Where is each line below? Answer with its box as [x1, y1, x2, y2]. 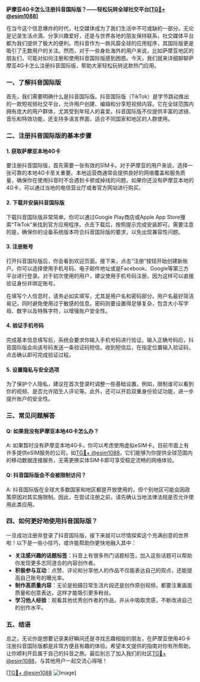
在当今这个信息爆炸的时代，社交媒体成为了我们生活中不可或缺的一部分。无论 [6, 25, 194, 32]
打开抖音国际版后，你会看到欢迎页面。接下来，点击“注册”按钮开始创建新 [6, 257, 183, 264]
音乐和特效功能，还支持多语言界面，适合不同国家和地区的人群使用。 [6, 116, 173, 123]
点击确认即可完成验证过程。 [6, 351, 74, 359]
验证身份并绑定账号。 [6, 279, 58, 286]
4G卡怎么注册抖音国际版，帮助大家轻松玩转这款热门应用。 [16, 62, 160, 69]
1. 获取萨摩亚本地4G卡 [6, 147, 61, 154]
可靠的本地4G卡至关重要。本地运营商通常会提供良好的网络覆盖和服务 [11, 169, 180, 176]
